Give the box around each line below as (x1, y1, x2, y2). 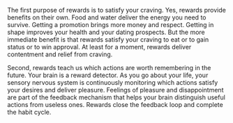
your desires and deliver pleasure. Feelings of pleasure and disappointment (7, 86, 224, 94)
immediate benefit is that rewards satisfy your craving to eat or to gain (7, 35, 209, 44)
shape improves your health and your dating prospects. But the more (7, 28, 205, 36)
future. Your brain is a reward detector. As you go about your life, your (7, 71, 209, 79)
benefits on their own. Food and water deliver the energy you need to (7, 13, 206, 22)
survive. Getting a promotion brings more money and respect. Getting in (7, 21, 214, 28)
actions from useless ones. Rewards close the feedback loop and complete (7, 101, 223, 108)
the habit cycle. (7, 108, 52, 116)
